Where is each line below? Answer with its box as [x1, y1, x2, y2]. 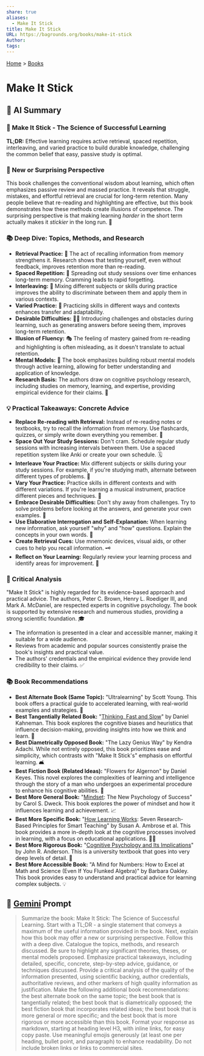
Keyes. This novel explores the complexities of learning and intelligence [15, 774, 195, 781]
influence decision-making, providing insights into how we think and [15, 726, 187, 733]
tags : [6, 43, 20, 49]
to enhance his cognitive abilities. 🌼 [15, 787, 105, 794]
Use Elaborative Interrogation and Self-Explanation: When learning [15, 518, 187, 525]
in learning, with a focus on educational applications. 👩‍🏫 [15, 835, 157, 842]
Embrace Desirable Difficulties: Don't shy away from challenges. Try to [15, 498, 196, 506]
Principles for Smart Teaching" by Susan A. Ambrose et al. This [32, 822, 191, 830]
